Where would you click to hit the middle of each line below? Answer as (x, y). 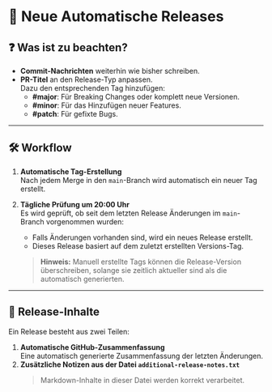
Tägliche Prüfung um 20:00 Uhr (75, 204)
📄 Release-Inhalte (54, 312)
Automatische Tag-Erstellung (71, 171)
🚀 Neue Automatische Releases (116, 17)
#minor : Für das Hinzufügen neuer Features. (107, 105)
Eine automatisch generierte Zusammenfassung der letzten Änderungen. (141, 356)
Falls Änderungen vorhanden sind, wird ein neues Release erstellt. (142, 237)
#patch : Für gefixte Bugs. (75, 114)
